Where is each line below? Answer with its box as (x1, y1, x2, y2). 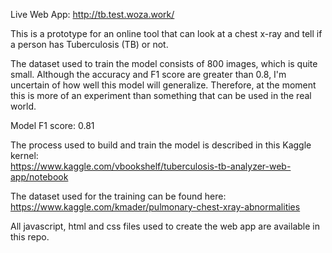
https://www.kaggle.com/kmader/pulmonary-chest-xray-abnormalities (10, 201, 301, 213)
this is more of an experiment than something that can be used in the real (10, 90, 312, 101)
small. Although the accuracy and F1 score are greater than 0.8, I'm (10, 69, 287, 80)
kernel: (10, 150, 39, 161)
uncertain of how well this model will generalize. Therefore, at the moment (10, 79, 317, 91)
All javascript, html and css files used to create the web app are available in (10, 220, 320, 232)
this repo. (10, 231, 50, 243)
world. (10, 100, 37, 112)
